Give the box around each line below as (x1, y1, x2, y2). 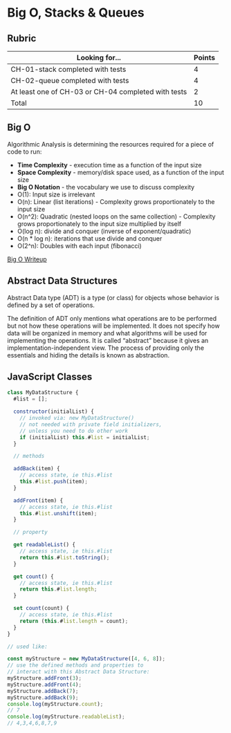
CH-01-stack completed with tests (10, 64, 127, 74)
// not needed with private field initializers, (19, 420, 163, 428)
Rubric (7, 33, 37, 44)
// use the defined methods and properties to (7, 662, 144, 669)
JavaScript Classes (7, 371, 93, 383)
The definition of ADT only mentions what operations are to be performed (7, 314, 217, 322)
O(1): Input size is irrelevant (17, 190, 95, 198)
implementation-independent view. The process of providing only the (7, 344, 205, 352)
